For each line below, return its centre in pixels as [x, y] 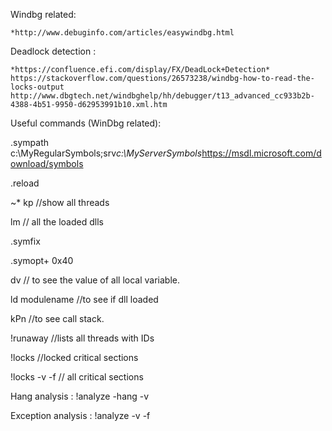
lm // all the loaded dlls [57, 222]
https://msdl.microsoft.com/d [261, 153]
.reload [25, 183]
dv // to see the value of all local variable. [95, 280]
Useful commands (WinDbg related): [86, 123]
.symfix [25, 241]
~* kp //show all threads [60, 202]
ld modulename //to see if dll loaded [84, 299]
